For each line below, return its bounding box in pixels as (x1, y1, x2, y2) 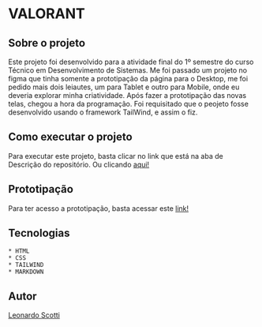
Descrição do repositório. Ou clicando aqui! (8, 160, 150, 169)
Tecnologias (8, 227, 70, 240)
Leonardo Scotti (8, 310, 61, 320)
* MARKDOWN (8, 268, 44, 276)
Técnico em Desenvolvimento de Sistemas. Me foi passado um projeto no (8, 66, 247, 75)
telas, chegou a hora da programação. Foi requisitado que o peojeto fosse (8, 100, 249, 108)
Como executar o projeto (8, 130, 133, 144)
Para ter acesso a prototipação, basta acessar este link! (8, 203, 189, 213)
